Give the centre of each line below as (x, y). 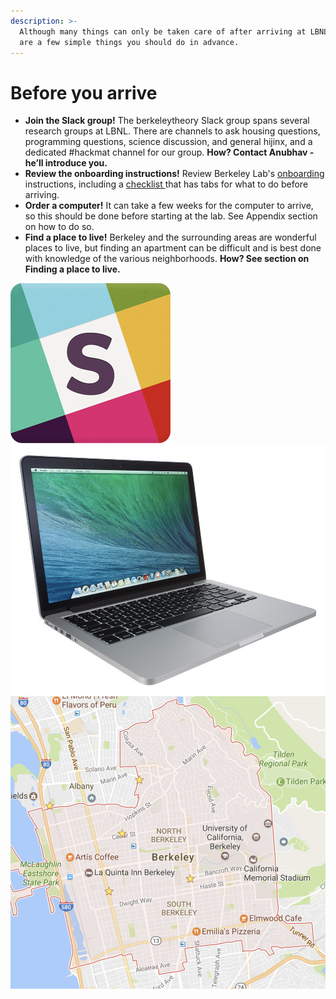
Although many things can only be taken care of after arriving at (163, 31)
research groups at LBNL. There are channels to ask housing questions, (172, 131)
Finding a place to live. (72, 269)
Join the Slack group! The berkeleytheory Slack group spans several (167, 121)
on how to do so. (59, 227)
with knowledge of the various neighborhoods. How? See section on (167, 259)
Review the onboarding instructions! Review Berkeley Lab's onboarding (174, 174)
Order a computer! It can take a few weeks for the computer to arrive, (169, 206)
